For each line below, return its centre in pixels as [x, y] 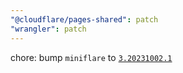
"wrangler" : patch [48, 29]
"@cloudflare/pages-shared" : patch [84, 19]
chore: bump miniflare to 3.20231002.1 [91, 57]
